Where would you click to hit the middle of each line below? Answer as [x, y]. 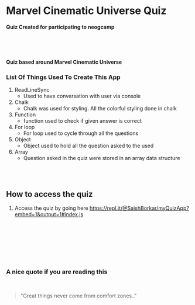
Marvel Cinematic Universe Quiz [86, 11]
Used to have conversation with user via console [82, 96]
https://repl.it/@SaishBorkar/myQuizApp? [139, 208]
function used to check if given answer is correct [82, 121]
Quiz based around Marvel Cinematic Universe [64, 62]
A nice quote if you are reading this [57, 272]
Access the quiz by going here [52, 208]
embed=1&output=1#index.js [49, 214]
